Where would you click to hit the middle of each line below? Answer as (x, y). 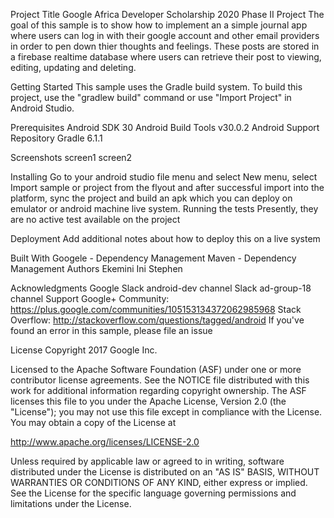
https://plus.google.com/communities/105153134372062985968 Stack (156, 309)
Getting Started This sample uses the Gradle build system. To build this (156, 87)
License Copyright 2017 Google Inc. (84, 350)
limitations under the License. (71, 503)
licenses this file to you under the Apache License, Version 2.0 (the (148, 401)
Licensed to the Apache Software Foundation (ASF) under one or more (156, 369)
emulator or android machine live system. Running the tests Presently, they (164, 208)
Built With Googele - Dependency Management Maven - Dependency (153, 258)
